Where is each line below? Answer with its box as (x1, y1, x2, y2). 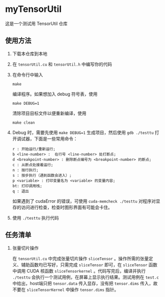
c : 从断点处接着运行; (12, 162, 54, 167)
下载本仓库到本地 (12, 51, 48, 57)
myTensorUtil (5, 3, 62, 15)
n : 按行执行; (12, 167, 39, 172)
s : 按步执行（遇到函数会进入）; (12, 173, 72, 178)
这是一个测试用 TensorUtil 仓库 (5, 20, 68, 26)
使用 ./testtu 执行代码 (12, 215, 59, 221)
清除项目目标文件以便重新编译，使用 (12, 110, 87, 116)
